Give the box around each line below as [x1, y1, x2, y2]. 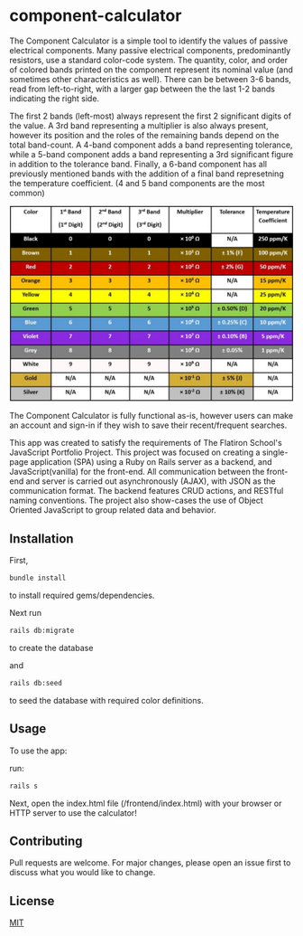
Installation [9, 531, 74, 546]
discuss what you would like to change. [9, 867, 156, 878]
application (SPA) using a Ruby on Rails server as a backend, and [30, 457, 272, 468]
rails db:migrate [9, 626, 75, 636]
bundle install [9, 573, 67, 583]
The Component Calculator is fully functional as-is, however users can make [9, 411, 294, 421]
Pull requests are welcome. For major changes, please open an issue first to [9, 857, 291, 868]
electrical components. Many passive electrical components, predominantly [9, 44, 291, 55]
